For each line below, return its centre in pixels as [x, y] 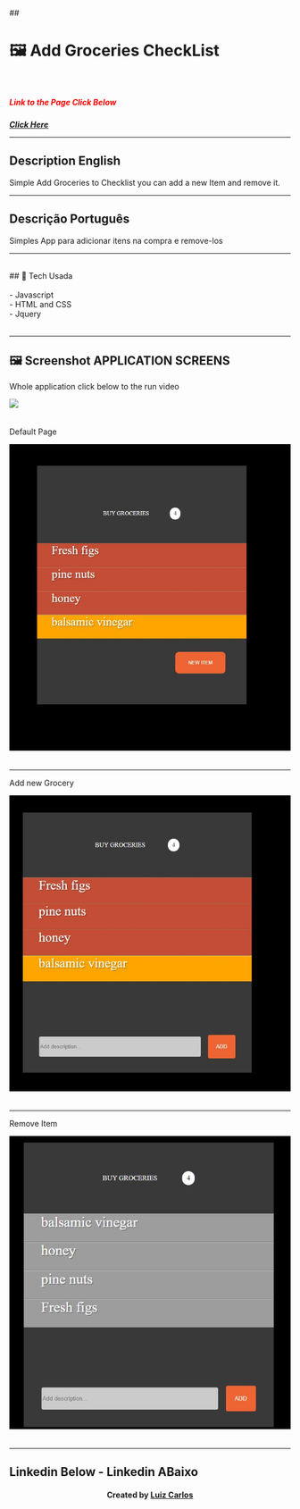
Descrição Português [70, 219]
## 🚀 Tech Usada [41, 275]
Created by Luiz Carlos [150, 1495]
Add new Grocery [42, 783]
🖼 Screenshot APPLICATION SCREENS [120, 360]
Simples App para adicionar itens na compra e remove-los [116, 240]
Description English [65, 161]
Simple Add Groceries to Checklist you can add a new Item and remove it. [145, 182]
